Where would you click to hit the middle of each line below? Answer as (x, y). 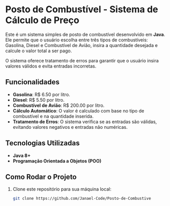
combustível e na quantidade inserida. (53, 116)
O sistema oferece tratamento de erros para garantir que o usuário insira (82, 60)
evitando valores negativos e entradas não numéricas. (70, 127)
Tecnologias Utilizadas (43, 143)
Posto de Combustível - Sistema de (82, 9)
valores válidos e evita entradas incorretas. (51, 66)
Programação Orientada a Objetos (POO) (57, 161)
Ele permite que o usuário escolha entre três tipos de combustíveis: (77, 40)
